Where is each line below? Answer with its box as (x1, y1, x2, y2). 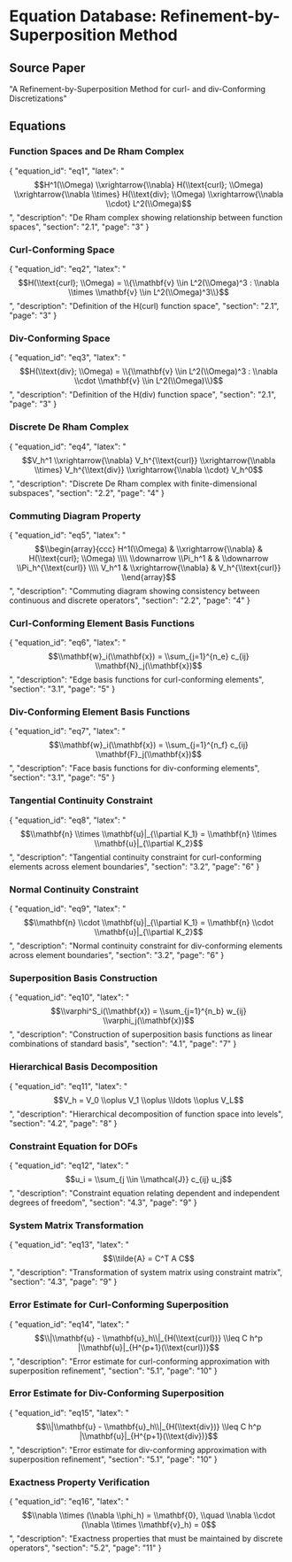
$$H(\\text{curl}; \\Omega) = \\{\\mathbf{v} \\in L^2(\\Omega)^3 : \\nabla (17, 277, 280, 288)
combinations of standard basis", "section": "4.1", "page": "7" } (9, 1039, 237, 1049)
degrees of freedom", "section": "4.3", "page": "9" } (9, 1197, 197, 1208)
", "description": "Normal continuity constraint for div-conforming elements (9, 940, 283, 951)
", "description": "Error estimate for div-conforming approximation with (9, 1444, 267, 1455)
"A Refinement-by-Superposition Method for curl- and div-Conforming (9, 84, 266, 94)
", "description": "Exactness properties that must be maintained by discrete (9, 1534, 283, 1544)
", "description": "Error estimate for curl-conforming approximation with (9, 1356, 270, 1366)
